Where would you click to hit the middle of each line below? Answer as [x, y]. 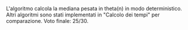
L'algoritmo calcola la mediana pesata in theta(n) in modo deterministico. [94, 9]
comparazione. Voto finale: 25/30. [47, 21]
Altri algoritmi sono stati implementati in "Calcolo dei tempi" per [83, 15]
